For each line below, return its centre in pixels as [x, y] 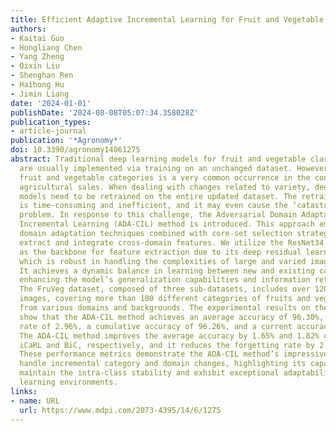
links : [24, 391]
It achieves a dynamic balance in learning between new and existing [167, 271]
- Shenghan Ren [42, 76]
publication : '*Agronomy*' [66, 141]
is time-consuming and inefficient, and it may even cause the [153, 206]
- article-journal [48, 131]
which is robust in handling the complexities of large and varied [163, 261]
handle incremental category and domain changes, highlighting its [163, 364]
